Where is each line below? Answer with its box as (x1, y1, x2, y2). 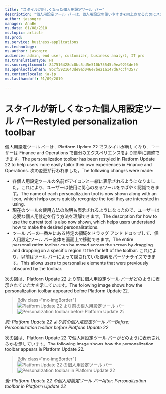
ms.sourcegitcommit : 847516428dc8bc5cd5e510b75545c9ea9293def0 (5, 62, 138, 67)
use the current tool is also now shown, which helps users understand (12, 219, 155, 225)
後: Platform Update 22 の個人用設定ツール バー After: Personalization (5, 377, 147, 384)
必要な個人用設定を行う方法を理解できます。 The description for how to (12, 213, 157, 219)
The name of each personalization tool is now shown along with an (20, 190, 157, 196)
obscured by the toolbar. (12, 265, 63, 271)
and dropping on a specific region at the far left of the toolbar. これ (12, 247, 148, 253)
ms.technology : (5, 44, 37, 49)
